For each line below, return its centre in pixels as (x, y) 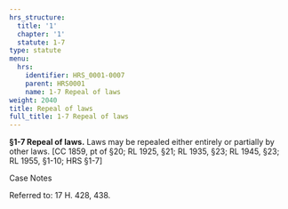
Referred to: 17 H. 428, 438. (60, 196)
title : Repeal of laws (51, 109)
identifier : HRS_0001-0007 (75, 76)
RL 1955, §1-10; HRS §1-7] (56, 161)
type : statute (36, 51)
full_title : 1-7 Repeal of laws (69, 117)
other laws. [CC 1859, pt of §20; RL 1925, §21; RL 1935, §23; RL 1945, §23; (144, 151)
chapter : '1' (41, 34)
